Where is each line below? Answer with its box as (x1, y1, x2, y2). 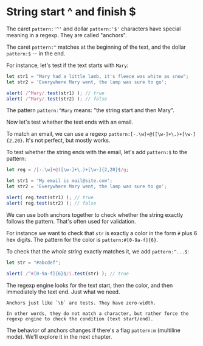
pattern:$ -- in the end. (6, 49, 66, 57)
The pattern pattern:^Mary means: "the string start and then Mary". (6, 107, 175, 114)
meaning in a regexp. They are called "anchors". (6, 31, 127, 38)
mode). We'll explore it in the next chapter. (6, 333, 112, 340)
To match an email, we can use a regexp (6, 130, 108, 138)
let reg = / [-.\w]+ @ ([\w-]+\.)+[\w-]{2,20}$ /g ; (6, 167, 129, 173)
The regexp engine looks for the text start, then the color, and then (6, 281, 173, 289)
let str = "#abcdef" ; (6, 259, 61, 266)
